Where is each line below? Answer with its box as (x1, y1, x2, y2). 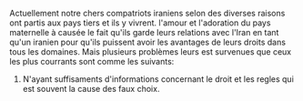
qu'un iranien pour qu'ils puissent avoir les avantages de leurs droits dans (9, 36, 287, 47)
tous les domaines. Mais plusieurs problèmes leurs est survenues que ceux (9, 46, 292, 57)
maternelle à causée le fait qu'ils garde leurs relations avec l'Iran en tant (9, 27, 279, 37)
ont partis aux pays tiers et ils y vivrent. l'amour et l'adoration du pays (9, 17, 271, 28)
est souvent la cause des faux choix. (22, 84, 160, 94)
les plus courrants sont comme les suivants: (9, 56, 175, 66)
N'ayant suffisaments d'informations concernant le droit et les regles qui (22, 74, 294, 85)
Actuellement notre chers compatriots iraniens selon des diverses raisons (9, 8, 286, 18)
